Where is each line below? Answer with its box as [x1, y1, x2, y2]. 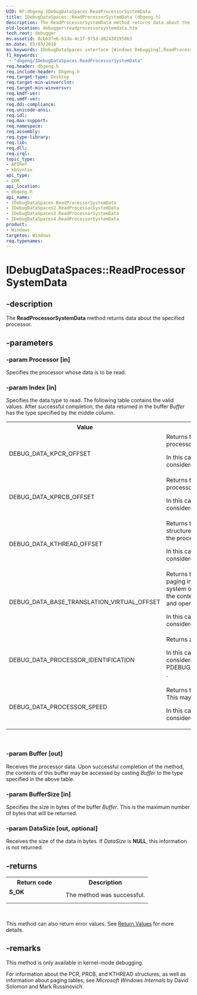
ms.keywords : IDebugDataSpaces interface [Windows [6, 47, 133, 53]
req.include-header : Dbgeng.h [6, 69, 80, 75]
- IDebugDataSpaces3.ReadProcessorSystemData [6, 211, 119, 217]
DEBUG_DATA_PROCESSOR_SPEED [9, 703, 107, 711]
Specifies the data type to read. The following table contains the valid [6, 397, 174, 404]
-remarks [6, 943, 41, 953]
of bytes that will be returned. [6, 809, 77, 816]
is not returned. [6, 844, 43, 851]
